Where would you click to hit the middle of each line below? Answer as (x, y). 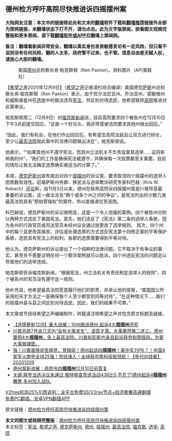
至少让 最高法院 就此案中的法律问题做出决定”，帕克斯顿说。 (67, 141)
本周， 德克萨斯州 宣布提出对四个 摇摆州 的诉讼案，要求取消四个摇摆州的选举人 (86, 175)
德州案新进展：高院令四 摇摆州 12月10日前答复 (60, 368)
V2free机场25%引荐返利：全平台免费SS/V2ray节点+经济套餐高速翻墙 (78, 392)
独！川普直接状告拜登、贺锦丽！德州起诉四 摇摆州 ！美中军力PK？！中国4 (89, 350)
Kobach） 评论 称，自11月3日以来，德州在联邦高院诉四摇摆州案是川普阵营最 (84, 188)
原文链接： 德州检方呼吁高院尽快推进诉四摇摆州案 (57, 409)
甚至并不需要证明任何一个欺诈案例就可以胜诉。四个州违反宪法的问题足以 (90, 255)
